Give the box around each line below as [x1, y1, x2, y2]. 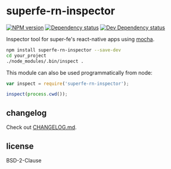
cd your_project [6, 53, 46, 59]
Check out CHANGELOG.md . [6, 124, 77, 131]
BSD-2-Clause [6, 156, 42, 164]
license [6, 141, 34, 151]
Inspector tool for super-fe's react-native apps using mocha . [6, 35, 155, 42]
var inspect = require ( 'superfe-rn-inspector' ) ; [6, 81, 129, 87]
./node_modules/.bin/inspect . [6, 58, 84, 64]
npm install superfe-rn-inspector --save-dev [6, 47, 121, 53]
